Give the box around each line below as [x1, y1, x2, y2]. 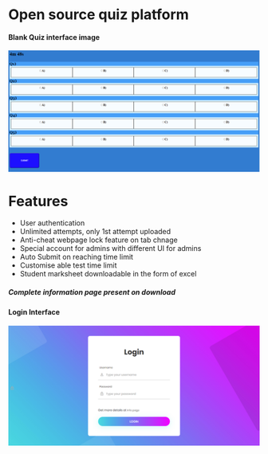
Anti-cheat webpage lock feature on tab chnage [19, 235, 178, 245]
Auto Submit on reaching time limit [19, 252, 134, 262]
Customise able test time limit [19, 260, 117, 270]
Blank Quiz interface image [8, 32, 100, 41]
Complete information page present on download [8, 288, 176, 297]
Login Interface [8, 307, 61, 317]
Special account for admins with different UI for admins [19, 244, 202, 253]
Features [8, 192, 69, 210]
